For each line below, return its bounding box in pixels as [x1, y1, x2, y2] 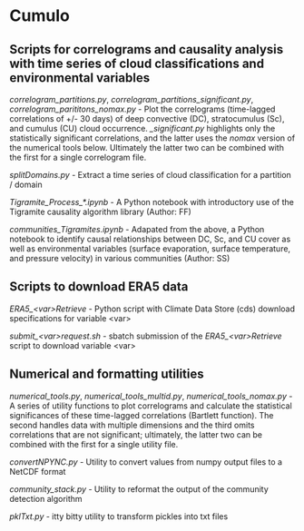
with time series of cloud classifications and [9, 55, 265, 71]
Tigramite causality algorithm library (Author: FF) [9, 206, 192, 217]
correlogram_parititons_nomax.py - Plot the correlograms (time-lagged [9, 103, 276, 114]
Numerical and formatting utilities [9, 367, 204, 382]
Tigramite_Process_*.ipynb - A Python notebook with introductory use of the [9, 197, 295, 207]
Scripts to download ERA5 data [9, 279, 189, 295]
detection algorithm [9, 493, 83, 504]
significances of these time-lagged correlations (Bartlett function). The [9, 409, 274, 420]
